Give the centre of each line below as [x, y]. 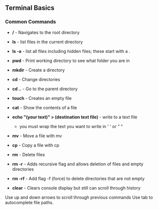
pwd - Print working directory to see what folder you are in [71, 61]
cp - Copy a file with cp [35, 145]
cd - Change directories [36, 79]
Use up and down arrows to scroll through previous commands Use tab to [79, 197]
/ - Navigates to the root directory [46, 32]
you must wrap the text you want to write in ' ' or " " [71, 126]
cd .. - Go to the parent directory [45, 89]
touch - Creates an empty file [42, 98]
